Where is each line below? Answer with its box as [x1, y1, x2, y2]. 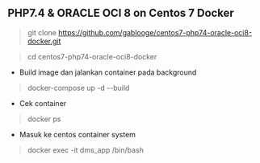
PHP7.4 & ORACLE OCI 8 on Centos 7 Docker [7, 6, 235, 20]
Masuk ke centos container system [19, 129, 136, 139]
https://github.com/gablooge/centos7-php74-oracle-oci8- [58, 27, 252, 37]
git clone [27, 27, 57, 37]
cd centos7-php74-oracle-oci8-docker [27, 51, 157, 61]
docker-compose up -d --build [27, 83, 130, 92]
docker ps [27, 114, 61, 124]
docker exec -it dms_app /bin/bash [27, 145, 145, 155]
